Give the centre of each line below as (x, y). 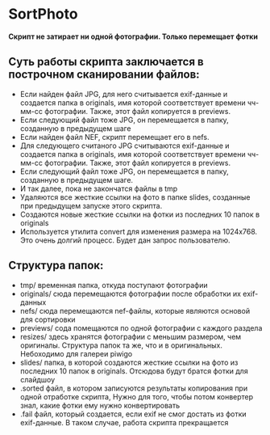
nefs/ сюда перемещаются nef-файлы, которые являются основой (135, 310)
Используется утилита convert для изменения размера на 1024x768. (139, 231)
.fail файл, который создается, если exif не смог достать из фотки (133, 414)
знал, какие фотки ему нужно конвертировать (100, 405)
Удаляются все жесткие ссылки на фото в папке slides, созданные (135, 197)
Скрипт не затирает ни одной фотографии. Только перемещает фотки (133, 36)
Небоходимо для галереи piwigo (76, 353)
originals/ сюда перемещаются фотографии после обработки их (131, 294)
